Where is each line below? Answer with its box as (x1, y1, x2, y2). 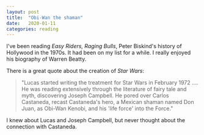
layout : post (6, 9, 40, 15)
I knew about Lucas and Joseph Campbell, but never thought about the (6, 117, 185, 124)
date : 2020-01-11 (6, 20, 56, 26)
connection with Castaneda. (6, 123, 78, 131)
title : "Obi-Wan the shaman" (6, 15, 84, 21)
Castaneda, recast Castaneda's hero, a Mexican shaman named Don (21, 99, 194, 106)
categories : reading (6, 26, 59, 32)
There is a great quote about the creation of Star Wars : (6, 67, 145, 75)
